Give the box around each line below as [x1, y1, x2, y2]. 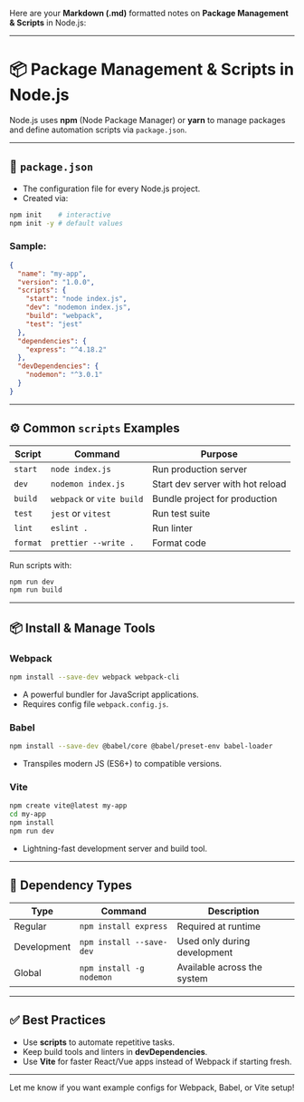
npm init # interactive [9, 210, 111, 219]
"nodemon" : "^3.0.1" [25, 371, 103, 380]
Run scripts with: [9, 559, 72, 570]
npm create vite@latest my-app [9, 801, 128, 810]
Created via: [22, 192, 69, 203]
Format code [152, 536, 206, 549]
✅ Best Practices [9, 1012, 106, 1028]
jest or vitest [51, 507, 111, 519]
